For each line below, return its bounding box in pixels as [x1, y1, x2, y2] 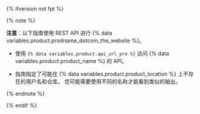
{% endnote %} [6, 90, 45, 97]
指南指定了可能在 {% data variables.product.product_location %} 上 [15, 70, 183, 78]
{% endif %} [6, 102, 37, 109]
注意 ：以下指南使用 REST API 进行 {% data [6, 30, 113, 36]
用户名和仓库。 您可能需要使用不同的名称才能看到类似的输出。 [25, 78, 181, 85]
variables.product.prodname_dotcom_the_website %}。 [6, 37, 145, 44]
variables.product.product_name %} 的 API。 [15, 58, 127, 64]
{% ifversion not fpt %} [6, 5, 64, 12]
